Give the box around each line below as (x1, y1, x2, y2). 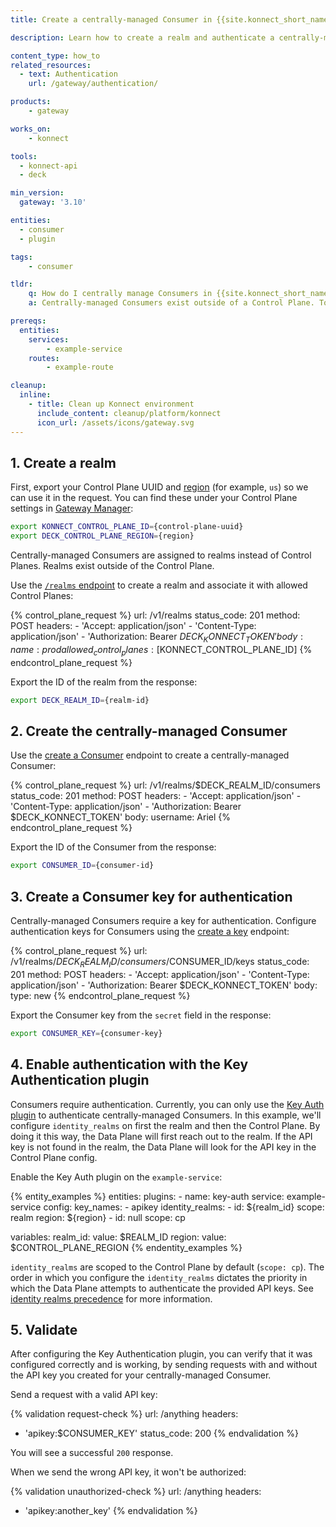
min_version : (10, 188, 65, 198)
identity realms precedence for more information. (10, 1292, 213, 1305)
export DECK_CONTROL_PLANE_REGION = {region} (10, 531, 195, 541)
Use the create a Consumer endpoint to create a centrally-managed (10, 749, 290, 761)
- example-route (46, 362, 114, 373)
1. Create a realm (10, 454, 117, 471)
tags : (10, 252, 33, 262)
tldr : (10, 279, 33, 290)
